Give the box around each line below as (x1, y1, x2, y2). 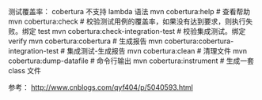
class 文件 (8, 66, 41, 75)
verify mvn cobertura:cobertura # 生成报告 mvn (8, 36, 163, 46)
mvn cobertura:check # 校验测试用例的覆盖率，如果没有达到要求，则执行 (8, 17, 246, 26)
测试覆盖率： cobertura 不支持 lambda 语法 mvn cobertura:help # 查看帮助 (8, 7, 251, 16)
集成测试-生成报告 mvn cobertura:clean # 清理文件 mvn (66, 46, 248, 55)
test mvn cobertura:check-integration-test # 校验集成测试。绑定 (37, 27, 246, 35)
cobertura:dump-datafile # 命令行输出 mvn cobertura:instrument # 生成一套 (8, 56, 255, 65)
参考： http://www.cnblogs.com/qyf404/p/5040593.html (8, 83, 194, 92)
